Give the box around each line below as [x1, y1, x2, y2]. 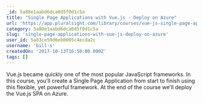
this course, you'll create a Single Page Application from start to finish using [6, 77, 195, 84]
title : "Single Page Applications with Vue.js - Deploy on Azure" [6, 15, 177, 21]
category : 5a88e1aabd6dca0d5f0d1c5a [6, 25, 98, 32]
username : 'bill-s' [6, 43, 56, 49]
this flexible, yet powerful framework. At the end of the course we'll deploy [6, 83, 192, 91]
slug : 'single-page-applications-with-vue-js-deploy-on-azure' [6, 32, 169, 38]
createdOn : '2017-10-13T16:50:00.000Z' [6, 48, 107, 55]
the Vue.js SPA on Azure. [6, 90, 68, 97]
